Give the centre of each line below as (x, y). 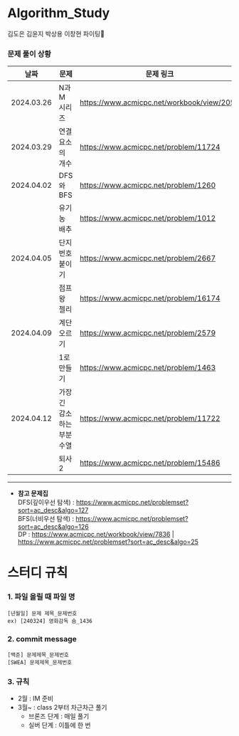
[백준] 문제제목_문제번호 (38, 655)
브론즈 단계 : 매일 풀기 (59, 716)
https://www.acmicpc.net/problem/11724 (150, 147)
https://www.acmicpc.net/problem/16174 (150, 298)
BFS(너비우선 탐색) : (46, 519)
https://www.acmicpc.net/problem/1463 (148, 368)
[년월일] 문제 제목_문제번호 (42, 614)
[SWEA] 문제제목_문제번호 (40, 663)
